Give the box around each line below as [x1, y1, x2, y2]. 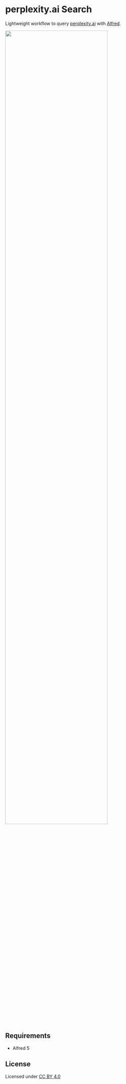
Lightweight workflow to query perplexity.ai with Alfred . [5, 20, 121, 26]
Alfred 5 [12, 1045, 30, 1051]
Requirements [5, 1032, 51, 1040]
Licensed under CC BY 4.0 [5, 1073, 61, 1079]
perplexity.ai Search [5, 4, 92, 15]
